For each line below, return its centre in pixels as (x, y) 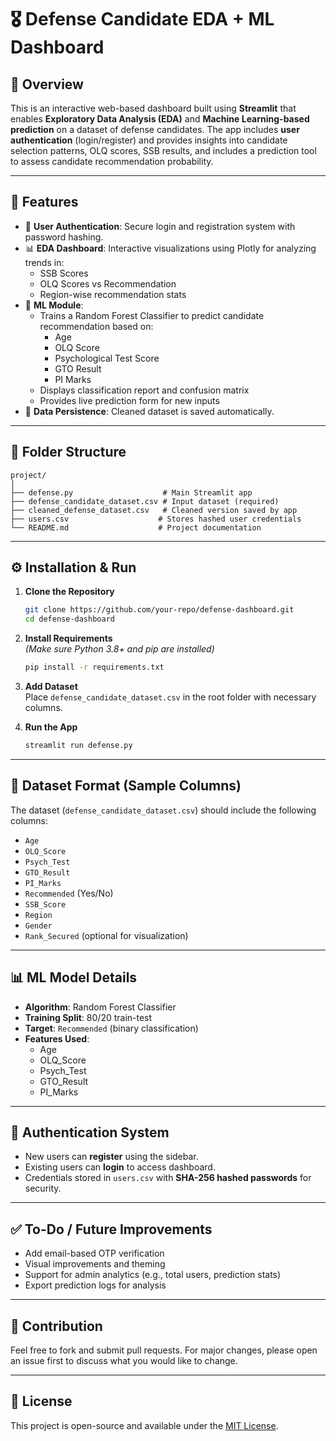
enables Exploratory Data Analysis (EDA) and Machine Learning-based (160, 119)
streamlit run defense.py (78, 746)
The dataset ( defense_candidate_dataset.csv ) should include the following (163, 810)
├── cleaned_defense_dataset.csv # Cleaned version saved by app (154, 510)
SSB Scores (64, 273)
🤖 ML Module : (54, 305)
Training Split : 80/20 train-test (88, 1017)
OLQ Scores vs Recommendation (108, 283)
